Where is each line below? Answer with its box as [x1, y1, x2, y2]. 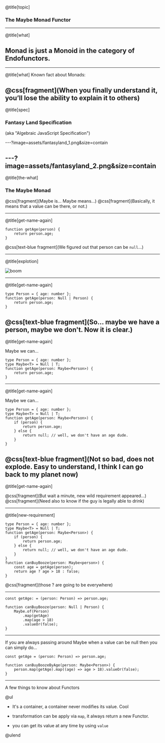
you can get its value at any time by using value [12, 722, 109, 728]
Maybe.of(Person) [14, 609, 50, 614]
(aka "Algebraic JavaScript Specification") [5, 130, 90, 136]
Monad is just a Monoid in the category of [5, 46, 135, 55]
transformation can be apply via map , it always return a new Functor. [12, 713, 149, 719]
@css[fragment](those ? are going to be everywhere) [5, 582, 113, 588]
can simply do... [5, 644, 38, 651]
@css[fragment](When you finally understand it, [5, 86, 158, 94]
